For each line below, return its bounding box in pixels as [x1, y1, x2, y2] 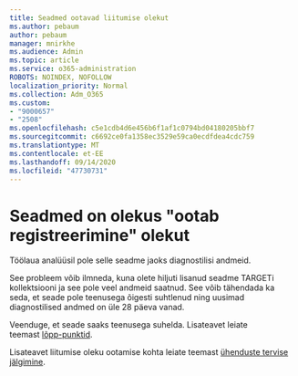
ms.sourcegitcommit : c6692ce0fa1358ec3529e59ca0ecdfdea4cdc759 [9, 132, 255, 141]
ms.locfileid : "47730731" [9, 166, 108, 175]
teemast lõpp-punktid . [9, 329, 93, 340]
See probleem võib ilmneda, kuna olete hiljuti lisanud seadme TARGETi [9, 273, 275, 284]
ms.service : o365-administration [9, 65, 137, 74]
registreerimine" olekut [9, 225, 190, 245]
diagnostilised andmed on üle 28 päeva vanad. [9, 302, 185, 313]
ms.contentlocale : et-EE [9, 149, 104, 158]
